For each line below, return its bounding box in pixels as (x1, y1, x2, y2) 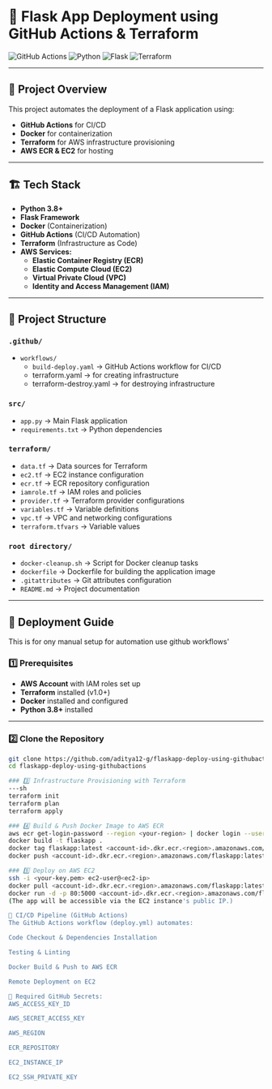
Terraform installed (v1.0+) (19, 688, 111, 698)
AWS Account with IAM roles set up (19, 679, 141, 689)
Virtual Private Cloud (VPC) (32, 272, 127, 283)
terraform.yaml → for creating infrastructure (32, 370, 180, 380)
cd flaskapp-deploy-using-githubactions (8, 763, 147, 771)
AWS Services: (19, 247, 72, 257)
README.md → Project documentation (19, 584, 140, 594)
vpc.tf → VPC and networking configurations (19, 512, 172, 522)
